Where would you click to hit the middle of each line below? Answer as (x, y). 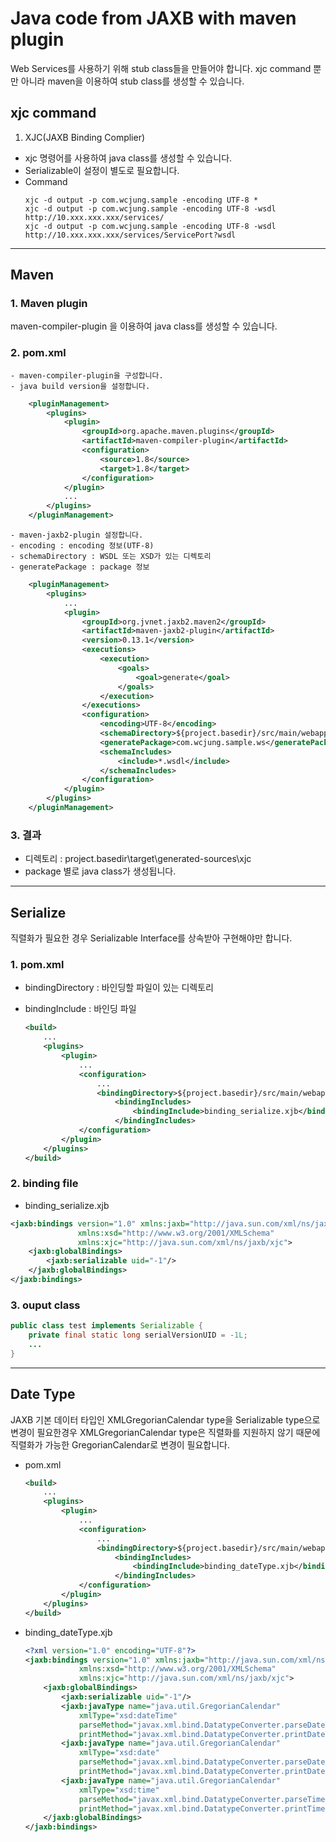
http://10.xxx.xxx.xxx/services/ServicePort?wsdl (130, 235)
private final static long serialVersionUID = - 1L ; (138, 1335)
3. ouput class (45, 1305)
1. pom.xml (37, 965)
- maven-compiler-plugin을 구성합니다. (87, 375)
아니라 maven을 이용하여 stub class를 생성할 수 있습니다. (132, 81)
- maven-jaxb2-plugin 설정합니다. (77, 535)
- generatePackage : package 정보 (80, 567)
